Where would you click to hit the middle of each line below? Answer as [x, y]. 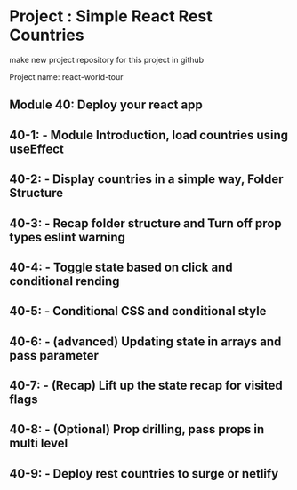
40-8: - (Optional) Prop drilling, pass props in [137, 429]
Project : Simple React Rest [111, 16]
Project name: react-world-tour [66, 76]
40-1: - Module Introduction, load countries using [149, 135]
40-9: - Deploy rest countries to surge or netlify [144, 474]
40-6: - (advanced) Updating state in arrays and [145, 341]
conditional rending [64, 281]
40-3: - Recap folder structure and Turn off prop [145, 223]
